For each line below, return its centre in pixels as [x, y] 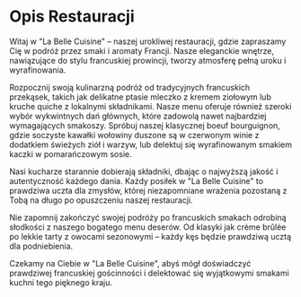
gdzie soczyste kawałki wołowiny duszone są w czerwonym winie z [134, 135]
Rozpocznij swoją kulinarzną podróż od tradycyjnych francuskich [130, 87]
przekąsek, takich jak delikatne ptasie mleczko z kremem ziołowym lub [140, 97]
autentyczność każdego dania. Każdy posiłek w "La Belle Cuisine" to [136, 180]
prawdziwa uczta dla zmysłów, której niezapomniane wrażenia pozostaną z [148, 190]
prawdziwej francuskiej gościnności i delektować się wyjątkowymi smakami [149, 273]
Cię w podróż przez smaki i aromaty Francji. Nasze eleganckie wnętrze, [142, 50]
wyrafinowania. [38, 70]
